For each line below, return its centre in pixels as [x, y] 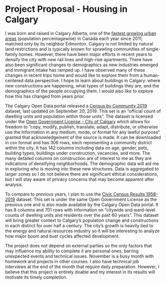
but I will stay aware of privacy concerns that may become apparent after [80, 179]
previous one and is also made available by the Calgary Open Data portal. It [82, 204]
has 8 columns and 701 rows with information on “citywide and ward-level [80, 210]
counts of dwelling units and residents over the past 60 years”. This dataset [82, 215]
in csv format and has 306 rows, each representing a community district [79, 142]
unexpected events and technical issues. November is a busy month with [80, 256]
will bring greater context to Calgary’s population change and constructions [82, 220]
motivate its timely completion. [36, 277]
